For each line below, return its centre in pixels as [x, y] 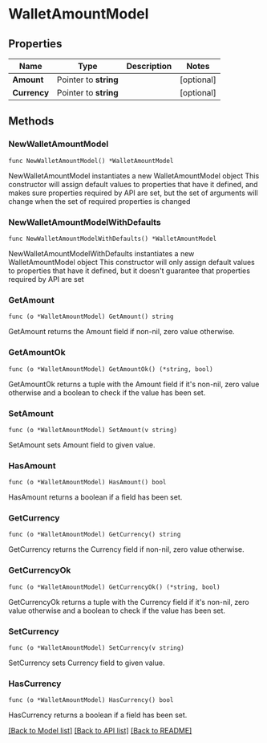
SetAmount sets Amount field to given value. [82, 445]
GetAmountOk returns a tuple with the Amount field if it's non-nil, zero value [134, 384]
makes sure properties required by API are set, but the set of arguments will [133, 193]
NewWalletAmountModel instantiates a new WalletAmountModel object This [134, 176]
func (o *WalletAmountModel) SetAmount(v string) [93, 430]
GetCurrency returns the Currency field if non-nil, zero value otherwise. [126, 549]
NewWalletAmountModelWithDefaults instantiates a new [101, 253]
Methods [31, 121]
